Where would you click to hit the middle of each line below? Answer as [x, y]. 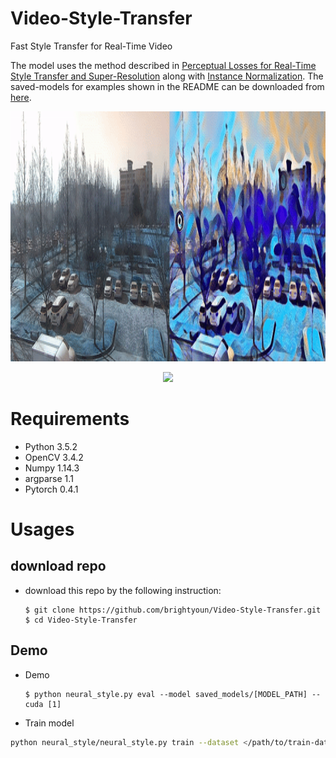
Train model [49, 723]
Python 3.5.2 [51, 446]
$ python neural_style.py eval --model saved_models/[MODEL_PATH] [166, 694]
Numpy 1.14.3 [52, 468]
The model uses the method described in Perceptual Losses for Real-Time [163, 65]
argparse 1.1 [49, 478]
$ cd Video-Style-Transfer [81, 620]
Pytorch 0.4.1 [51, 489]
